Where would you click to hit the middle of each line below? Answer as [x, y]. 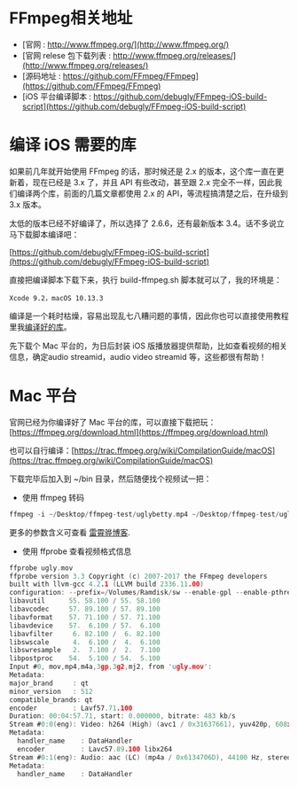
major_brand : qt [49, 683]
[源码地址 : [41, 75]
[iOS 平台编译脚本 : [56, 96]
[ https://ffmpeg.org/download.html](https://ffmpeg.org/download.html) [139, 432]
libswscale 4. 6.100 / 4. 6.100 [85, 642]
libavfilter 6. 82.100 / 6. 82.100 [85, 634]
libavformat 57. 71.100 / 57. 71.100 [85, 617]
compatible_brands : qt [51, 700]
